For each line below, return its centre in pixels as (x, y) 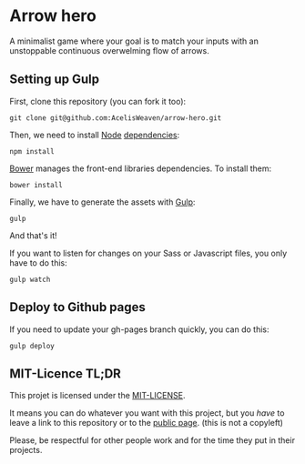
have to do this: (38, 262)
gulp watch (30, 279)
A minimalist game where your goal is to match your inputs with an (134, 41)
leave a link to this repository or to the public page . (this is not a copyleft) (147, 423)
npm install (32, 151)
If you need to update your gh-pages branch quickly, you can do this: (139, 329)
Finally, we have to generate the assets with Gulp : (102, 202)
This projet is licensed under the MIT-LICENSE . (97, 396)
